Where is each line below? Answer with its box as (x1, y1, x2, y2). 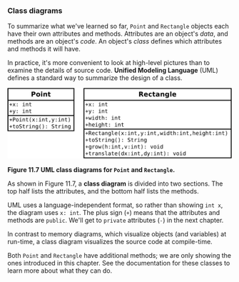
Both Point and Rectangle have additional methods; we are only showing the (7, 251, 232, 259)
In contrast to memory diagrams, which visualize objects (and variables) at (7, 229, 227, 238)
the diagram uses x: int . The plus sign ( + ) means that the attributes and (7, 208, 220, 216)
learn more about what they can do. (7, 266, 113, 275)
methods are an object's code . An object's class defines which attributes (7, 37, 223, 46)
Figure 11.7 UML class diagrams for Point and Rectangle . (7, 165, 176, 173)
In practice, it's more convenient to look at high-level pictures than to (7, 59, 210, 67)
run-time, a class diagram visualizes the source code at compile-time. (7, 237, 213, 246)
